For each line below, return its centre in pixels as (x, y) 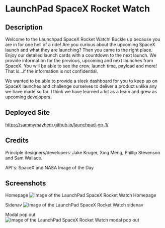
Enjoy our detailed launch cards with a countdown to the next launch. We (81, 55)
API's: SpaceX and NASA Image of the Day (50, 167)
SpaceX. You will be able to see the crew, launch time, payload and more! (81, 66)
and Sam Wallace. (24, 158)
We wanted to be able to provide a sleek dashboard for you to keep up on (81, 81)
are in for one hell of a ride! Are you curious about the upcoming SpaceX (80, 45)
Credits (17, 141)
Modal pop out (20, 215)
